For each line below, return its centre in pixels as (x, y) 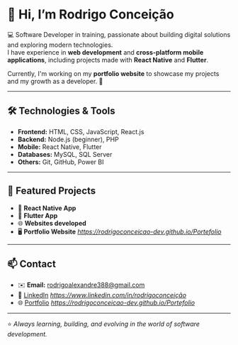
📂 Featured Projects (52, 191)
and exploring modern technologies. (60, 45)
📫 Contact (32, 264)
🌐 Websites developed (52, 223)
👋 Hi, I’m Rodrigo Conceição (91, 15)
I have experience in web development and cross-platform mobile (106, 52)
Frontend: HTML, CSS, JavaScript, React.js (81, 131)
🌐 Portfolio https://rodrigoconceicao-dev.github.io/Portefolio (106, 303)
